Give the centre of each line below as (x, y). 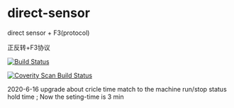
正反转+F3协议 (29, 47)
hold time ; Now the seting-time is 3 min (66, 97)
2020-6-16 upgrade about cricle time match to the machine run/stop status (117, 89)
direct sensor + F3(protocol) (49, 33)
